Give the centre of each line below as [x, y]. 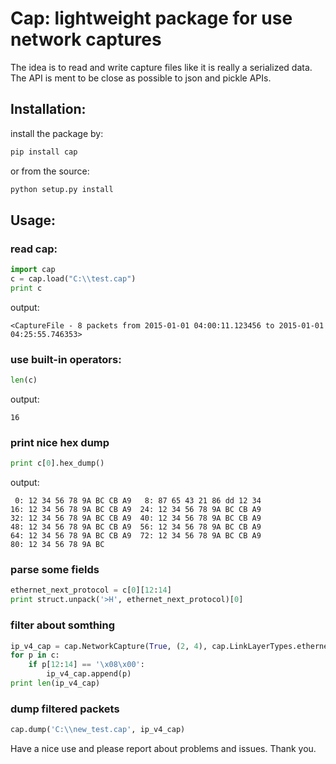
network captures [86, 39]
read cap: [34, 249]
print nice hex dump [60, 442]
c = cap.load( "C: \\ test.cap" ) [73, 279]
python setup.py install [62, 189]
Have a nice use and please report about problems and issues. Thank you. [163, 749]
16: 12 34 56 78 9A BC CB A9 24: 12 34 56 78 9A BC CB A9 [136, 510]
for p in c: [35, 655]
